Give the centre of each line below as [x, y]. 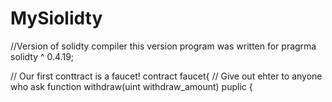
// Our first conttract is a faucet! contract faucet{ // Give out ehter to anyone [166, 76]
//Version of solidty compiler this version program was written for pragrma [163, 46]
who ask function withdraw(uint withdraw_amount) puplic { [131, 86]
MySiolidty [56, 18]
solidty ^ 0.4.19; [42, 56]
